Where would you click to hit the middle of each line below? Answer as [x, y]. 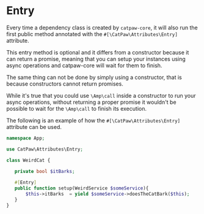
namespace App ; [26, 138]
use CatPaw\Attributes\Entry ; [45, 149]
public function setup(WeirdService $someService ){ [82, 188]
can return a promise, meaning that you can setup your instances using [96, 59]
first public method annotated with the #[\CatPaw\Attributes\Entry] [92, 34]
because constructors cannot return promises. [65, 84]
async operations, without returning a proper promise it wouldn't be [91, 102]
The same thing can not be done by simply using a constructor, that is [94, 77]
